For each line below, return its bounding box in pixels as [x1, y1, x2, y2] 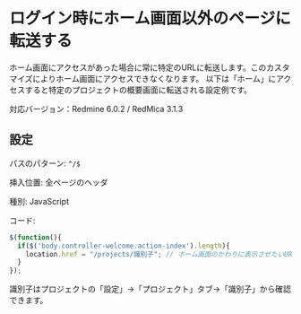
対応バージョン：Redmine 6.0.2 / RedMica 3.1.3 [9, 103, 184, 114]
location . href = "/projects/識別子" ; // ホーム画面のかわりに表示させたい [25, 249, 285, 258]
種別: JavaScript [9, 196, 70, 206]
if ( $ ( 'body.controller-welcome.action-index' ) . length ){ [17, 241, 230, 250]
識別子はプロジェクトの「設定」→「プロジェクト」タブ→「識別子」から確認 [9, 283, 291, 294]
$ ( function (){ [9, 232, 63, 242]
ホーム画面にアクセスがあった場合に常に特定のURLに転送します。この [9, 62, 267, 73]
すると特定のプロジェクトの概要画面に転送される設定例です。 [24, 84, 253, 95]
